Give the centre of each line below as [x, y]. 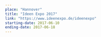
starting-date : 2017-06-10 [32, 23]
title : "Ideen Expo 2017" [31, 14]
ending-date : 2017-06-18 [30, 27]
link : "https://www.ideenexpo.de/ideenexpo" [51, 18]
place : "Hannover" [24, 9]
